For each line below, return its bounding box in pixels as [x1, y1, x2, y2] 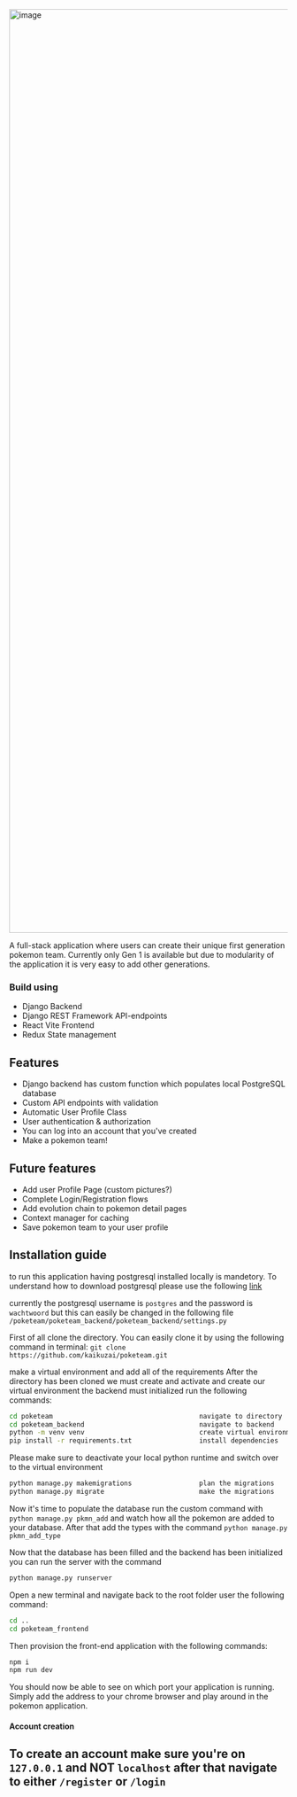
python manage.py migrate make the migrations [9, 1488, 275, 1497]
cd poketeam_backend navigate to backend [9, 1420, 275, 1429]
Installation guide [9, 1248, 108, 1263]
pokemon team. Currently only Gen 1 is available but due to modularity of [9, 950, 275, 960]
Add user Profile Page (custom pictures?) [21, 1184, 172, 1194]
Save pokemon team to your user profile [21, 1222, 169, 1233]
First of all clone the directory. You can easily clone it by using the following [9, 1332, 285, 1342]
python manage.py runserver [9, 1573, 113, 1583]
